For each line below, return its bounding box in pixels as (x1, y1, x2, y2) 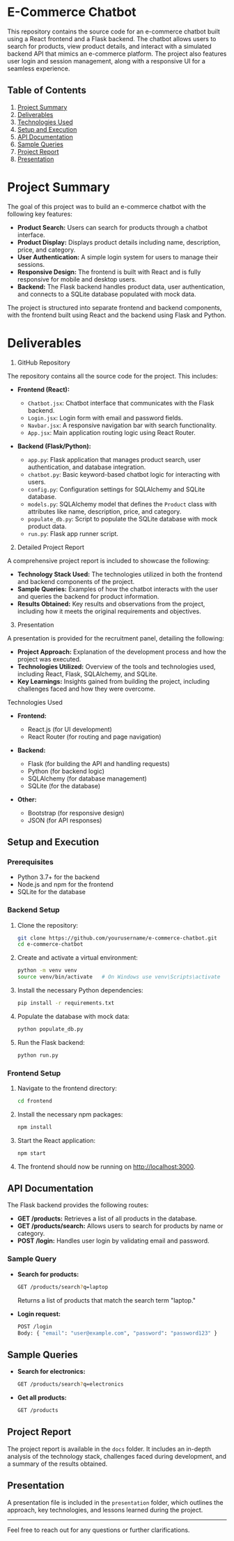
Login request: (17, 1310, 61, 1318)
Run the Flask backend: (17, 1038, 85, 1046)
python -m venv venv (17, 967, 77, 974)
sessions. (17, 260, 45, 268)
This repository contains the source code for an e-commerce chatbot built (7, 27, 221, 36)
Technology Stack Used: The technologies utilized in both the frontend (17, 569, 223, 578)
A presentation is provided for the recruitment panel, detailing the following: (7, 634, 224, 642)
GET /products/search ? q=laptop (17, 1283, 109, 1290)
